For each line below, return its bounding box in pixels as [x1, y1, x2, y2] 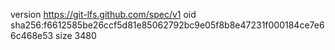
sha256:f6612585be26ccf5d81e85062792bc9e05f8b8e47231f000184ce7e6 [10, 19, 325, 31]
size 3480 [55, 30, 97, 41]
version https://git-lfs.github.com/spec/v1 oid [10, 9, 197, 20]
